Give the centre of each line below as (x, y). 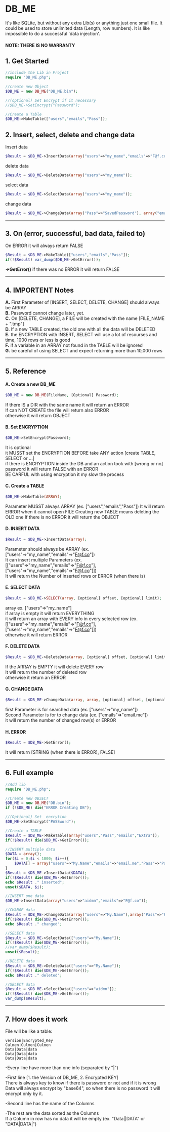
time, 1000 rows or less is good (38, 340)
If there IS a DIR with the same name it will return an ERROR (67, 405)
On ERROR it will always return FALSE (44, 246)
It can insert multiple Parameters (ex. (44, 559)
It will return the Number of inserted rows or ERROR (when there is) (75, 576)
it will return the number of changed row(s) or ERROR (61, 720)
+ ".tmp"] (15, 324)
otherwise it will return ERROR (36, 635)
